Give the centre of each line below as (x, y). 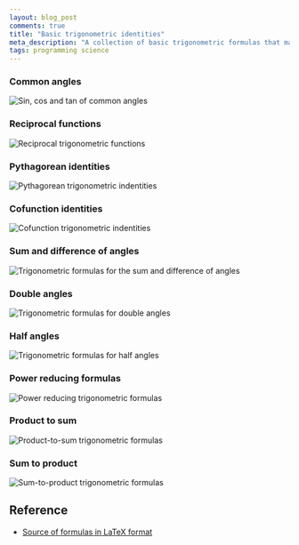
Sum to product (44, 463)
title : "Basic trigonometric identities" (87, 34)
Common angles (45, 82)
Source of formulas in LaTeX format (87, 532)
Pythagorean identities (60, 166)
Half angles (34, 336)
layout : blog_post (43, 17)
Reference (39, 511)
